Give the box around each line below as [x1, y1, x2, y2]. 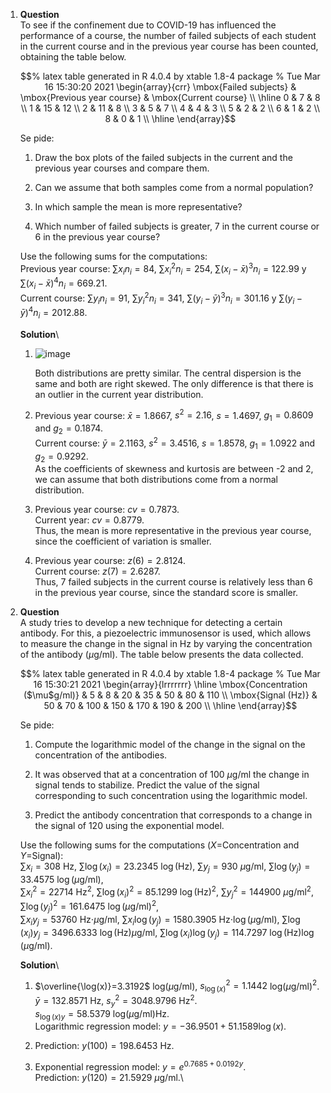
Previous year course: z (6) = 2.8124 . [34, 555, 186, 567]
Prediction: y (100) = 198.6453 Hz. [34, 1040, 175, 1052]
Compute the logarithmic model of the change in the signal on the [34, 739, 306, 751]
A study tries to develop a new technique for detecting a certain [19, 617, 283, 629]
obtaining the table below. [19, 51, 127, 63]
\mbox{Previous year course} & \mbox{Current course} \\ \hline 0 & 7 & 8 [20, 92, 321, 103]
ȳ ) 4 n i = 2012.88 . [19, 305, 88, 321]
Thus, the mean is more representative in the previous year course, [34, 525, 312, 537]
